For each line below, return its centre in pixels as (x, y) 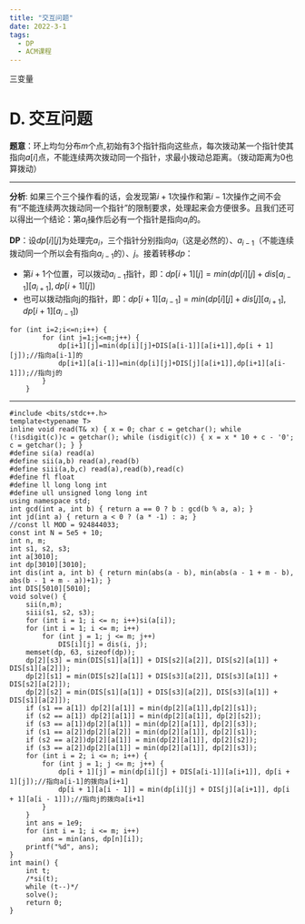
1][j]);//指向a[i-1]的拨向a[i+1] (69, 781)
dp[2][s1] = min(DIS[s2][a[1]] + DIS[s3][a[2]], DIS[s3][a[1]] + (152, 676)
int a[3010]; (34, 556)
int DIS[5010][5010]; (50, 588)
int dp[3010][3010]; (49, 564)
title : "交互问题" (42, 18)
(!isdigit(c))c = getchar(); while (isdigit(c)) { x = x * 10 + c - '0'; (152, 437)
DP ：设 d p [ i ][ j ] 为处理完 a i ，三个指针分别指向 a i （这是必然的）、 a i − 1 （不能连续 (152, 241)
